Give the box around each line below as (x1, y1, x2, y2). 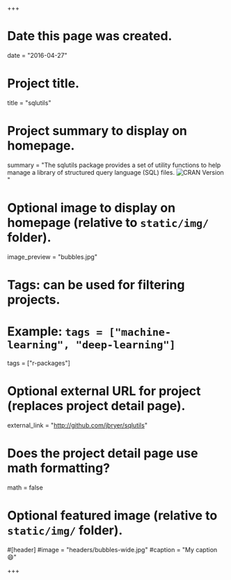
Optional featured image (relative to (7, 508, 218, 523)
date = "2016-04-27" (7, 51, 67, 59)
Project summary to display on (7, 123, 188, 139)
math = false (7, 483, 43, 492)
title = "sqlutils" (7, 98, 51, 107)
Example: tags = (7, 324, 103, 340)
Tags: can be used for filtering (7, 276, 185, 292)
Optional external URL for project (7, 384, 201, 399)
